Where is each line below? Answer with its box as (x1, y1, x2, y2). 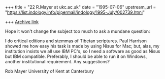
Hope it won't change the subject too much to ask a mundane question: (5, 28, 150, 34)
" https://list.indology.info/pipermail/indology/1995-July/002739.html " (5, 9, 145, 15)
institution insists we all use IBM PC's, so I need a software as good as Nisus (5, 49, 161, 54)
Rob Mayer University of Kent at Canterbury (5, 68, 94, 74)
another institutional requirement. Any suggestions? (5, 59, 110, 64)
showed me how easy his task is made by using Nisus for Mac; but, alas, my (5, 43, 160, 49)
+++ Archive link (5, 19, 39, 25)
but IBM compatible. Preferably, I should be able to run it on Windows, (5, 53, 147, 59)
